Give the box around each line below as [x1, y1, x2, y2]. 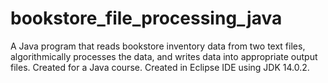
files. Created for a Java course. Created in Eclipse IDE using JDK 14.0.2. [10, 61, 310, 73]
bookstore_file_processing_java [10, 7, 283, 30]
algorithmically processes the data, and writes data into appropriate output [10, 50, 318, 62]
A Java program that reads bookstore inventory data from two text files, [10, 40, 306, 52]
